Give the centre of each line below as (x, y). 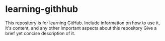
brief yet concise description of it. (40, 33)
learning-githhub (42, 9)
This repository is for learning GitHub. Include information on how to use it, (82, 23)
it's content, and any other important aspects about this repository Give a (81, 28)
